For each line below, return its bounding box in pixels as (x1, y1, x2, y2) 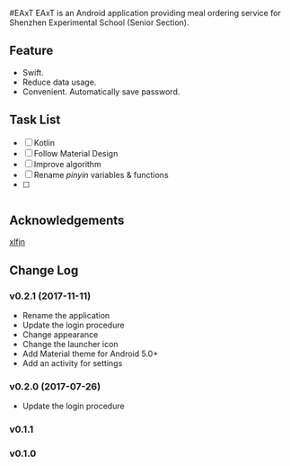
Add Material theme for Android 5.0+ (22, 348, 159, 359)
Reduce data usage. (22, 76, 97, 87)
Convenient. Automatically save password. (22, 85, 180, 97)
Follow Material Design (33, 148, 119, 158)
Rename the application (22, 310, 110, 321)
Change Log (9, 263, 79, 278)
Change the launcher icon (22, 339, 119, 350)
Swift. (22, 67, 44, 77)
